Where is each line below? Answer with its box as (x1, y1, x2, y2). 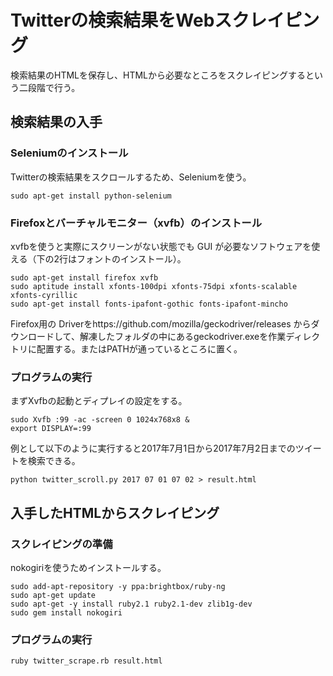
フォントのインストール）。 (76, 252, 187, 265)
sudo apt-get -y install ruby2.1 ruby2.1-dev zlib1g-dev (10, 599, 253, 609)
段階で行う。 (27, 81, 81, 93)
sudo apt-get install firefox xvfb (10, 272, 159, 283)
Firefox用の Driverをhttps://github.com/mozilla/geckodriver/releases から (10, 317, 312, 330)
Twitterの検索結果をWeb (10, 9, 215, 32)
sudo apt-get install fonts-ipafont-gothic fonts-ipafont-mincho (10, 299, 288, 309)
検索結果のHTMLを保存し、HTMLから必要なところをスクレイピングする (10, 69, 307, 81)
